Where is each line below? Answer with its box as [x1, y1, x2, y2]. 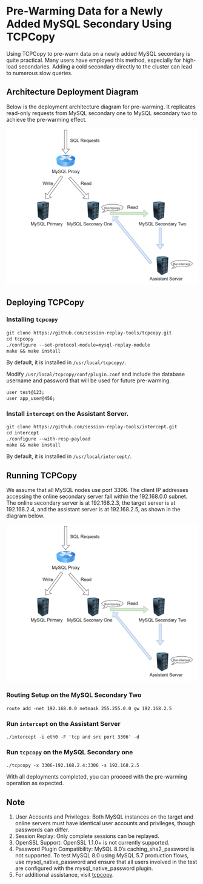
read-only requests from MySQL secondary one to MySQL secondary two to [6, 109, 198, 116]
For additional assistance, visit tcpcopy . [15, 871, 114, 879]
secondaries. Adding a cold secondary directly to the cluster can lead [18, 62, 193, 70]
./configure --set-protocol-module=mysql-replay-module [6, 342, 150, 348]
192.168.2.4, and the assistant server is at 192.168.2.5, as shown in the [6, 505, 181, 513]
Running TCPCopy [6, 470, 78, 480]
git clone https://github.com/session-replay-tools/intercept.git [6, 424, 178, 430]
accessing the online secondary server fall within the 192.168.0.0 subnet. [6, 493, 188, 500]
